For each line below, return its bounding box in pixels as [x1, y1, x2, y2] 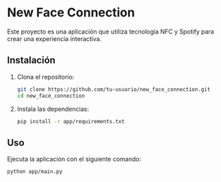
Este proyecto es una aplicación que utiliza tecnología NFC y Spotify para [7, 27, 214, 36]
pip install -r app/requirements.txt [16, 118, 125, 125]
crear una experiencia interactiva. [7, 34, 102, 42]
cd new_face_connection [16, 92, 86, 99]
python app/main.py [7, 168, 63, 175]
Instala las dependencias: [16, 105, 89, 113]
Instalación [7, 55, 56, 66]
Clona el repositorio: [16, 73, 75, 81]
